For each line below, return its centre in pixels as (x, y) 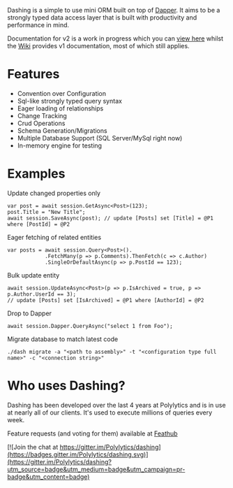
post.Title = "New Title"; (46, 212)
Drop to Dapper (30, 313)
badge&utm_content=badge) (48, 476)
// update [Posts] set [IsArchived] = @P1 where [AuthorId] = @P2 (106, 300)
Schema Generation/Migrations (62, 130)
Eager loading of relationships (60, 108)
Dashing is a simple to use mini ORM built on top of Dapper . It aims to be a (114, 10)
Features (33, 74)
